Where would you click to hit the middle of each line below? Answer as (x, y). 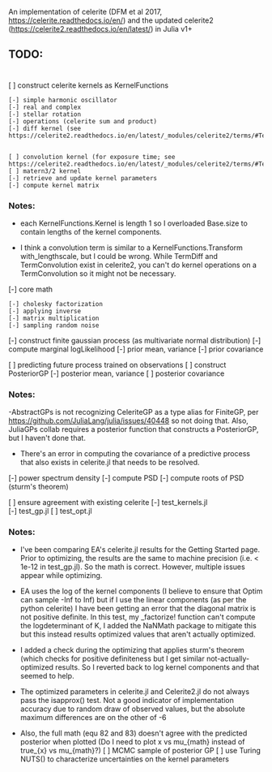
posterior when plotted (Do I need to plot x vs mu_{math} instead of (132, 742)
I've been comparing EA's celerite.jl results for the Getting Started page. (140, 550)
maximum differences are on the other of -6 (93, 718)
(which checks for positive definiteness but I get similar (112, 659)
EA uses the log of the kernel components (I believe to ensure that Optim (141, 591)
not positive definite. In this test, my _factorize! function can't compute (138, 617)
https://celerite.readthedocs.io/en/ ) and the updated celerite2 (111, 20)
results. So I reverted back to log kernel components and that (157, 667)
